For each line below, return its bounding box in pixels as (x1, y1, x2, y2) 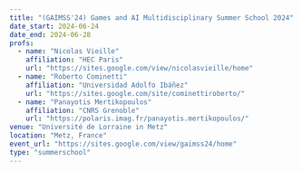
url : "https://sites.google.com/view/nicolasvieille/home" (25, 64, 254, 73)
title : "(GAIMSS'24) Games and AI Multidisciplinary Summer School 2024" (9, 13, 295, 23)
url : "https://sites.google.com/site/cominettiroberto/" (25, 89, 246, 98)
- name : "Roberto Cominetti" (17, 72, 128, 81)
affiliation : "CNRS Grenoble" (25, 106, 141, 115)
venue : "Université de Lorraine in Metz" (9, 123, 169, 132)
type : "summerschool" (9, 147, 92, 157)
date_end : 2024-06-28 (9, 30, 92, 39)
